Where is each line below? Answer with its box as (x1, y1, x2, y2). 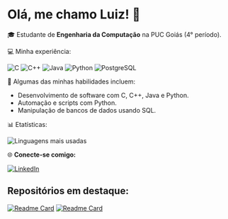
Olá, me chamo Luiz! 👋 (7, 6, 141, 23)
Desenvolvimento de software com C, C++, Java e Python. (17, 91, 189, 99)
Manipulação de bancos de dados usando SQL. (17, 106, 156, 114)
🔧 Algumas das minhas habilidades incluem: (7, 77, 136, 86)
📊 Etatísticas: (7, 120, 47, 128)
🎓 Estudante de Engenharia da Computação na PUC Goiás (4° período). (7, 30, 222, 38)
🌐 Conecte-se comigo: (7, 150, 76, 159)
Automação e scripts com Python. (17, 99, 117, 107)
